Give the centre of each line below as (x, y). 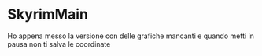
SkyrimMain (48, 14)
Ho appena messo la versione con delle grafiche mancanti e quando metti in (131, 36)
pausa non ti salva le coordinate (59, 44)
